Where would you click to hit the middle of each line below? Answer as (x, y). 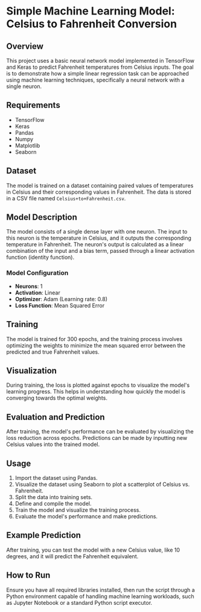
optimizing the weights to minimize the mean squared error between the (96, 345)
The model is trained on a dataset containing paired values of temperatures (100, 185)
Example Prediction (44, 535)
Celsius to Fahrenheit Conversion (91, 24)
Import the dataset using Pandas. (56, 477)
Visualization (32, 370)
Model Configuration (37, 273)
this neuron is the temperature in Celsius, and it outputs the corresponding (99, 238)
